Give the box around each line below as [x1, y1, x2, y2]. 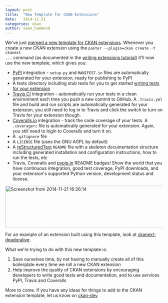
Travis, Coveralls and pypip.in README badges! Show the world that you [12, 160, 162, 166]
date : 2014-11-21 [5, 16, 46, 21]
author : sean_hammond [5, 26, 50, 31]
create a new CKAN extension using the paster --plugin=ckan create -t [5, 45, 156, 51]
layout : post [5, 7, 32, 12]
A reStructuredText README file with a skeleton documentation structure [12, 144, 158, 150]
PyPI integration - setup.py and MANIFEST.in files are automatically [12, 69, 149, 75]
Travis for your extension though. [12, 112, 81, 118]
